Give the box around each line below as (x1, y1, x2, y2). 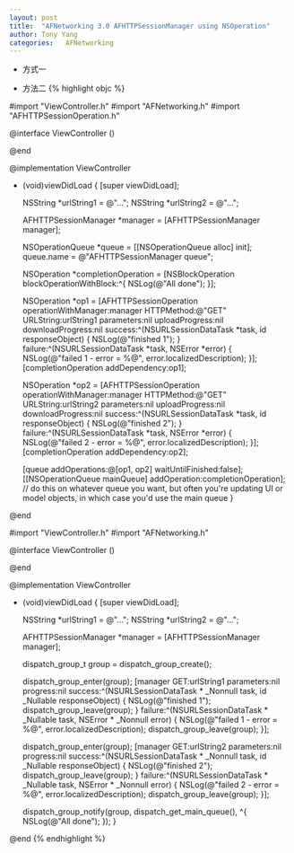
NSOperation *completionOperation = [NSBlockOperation (22, 268, 235, 279)
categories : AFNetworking (9, 38, 115, 48)
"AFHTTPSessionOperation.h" (9, 110, 120, 121)
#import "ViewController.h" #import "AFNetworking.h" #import (9, 101, 240, 112)
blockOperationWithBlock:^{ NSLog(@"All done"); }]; (22, 278, 217, 289)
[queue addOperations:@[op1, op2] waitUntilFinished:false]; (22, 464, 244, 475)
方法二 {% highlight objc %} (22, 83, 125, 94)
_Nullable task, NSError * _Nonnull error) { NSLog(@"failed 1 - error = (22, 715, 278, 725)
